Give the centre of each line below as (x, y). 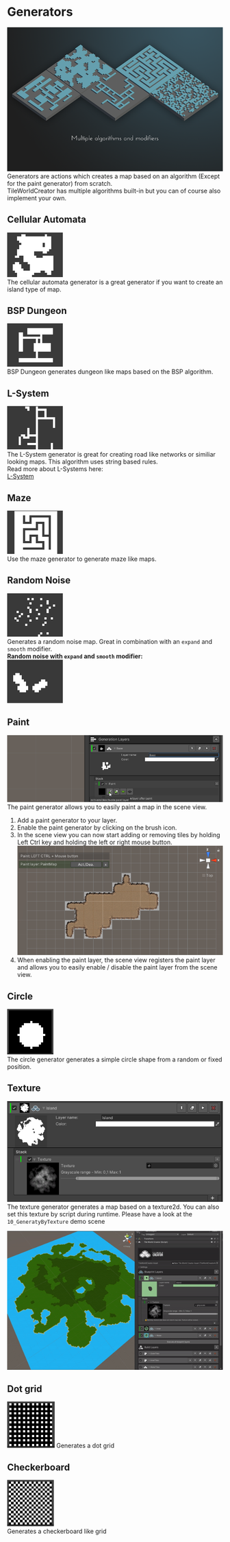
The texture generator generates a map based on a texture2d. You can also (113, 1207)
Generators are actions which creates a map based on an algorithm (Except (114, 176)
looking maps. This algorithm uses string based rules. (83, 462)
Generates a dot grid (85, 1446)
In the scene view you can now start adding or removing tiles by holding (118, 835)
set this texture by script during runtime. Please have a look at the (100, 1214)
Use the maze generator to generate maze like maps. (82, 559)
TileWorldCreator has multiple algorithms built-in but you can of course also (114, 191)
